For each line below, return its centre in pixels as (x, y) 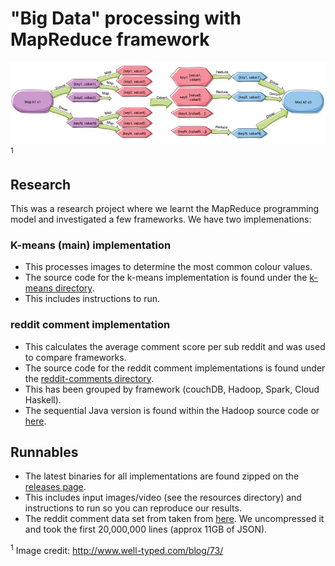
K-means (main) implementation (91, 245)
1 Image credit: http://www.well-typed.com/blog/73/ (117, 550)
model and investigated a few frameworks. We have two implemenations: (161, 219)
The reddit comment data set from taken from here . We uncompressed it (174, 519)
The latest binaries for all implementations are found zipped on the (162, 476)
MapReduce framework (110, 39)
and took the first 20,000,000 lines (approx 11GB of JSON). (146, 529)
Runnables (44, 452)
